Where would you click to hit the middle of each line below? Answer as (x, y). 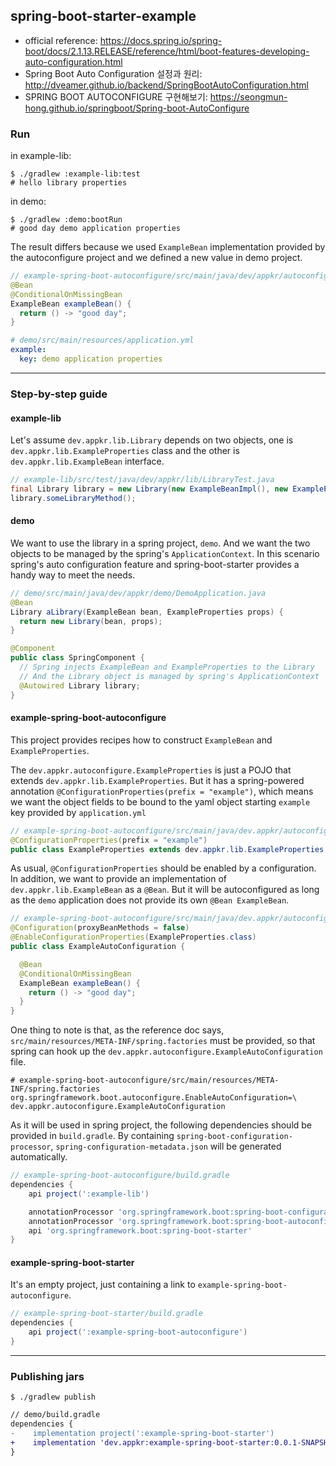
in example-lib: (41, 156)
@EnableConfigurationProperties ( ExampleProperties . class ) (133, 937)
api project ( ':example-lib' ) (89, 1194)
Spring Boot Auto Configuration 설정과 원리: (113, 73)
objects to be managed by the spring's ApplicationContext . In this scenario (165, 553)
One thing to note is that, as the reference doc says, (117, 1030)
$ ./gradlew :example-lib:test (75, 174)
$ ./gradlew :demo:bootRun (66, 220)
